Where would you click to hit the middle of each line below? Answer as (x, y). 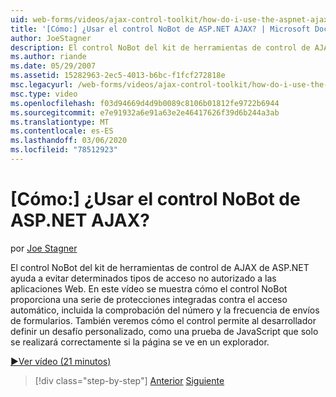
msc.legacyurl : (42, 85)
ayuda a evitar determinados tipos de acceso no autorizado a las (143, 278)
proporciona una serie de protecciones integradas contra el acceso (149, 299)
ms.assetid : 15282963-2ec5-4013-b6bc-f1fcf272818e (118, 76)
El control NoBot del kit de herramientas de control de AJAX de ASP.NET (160, 267)
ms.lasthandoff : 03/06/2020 (69, 141)
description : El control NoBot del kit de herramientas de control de (160, 47)
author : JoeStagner (51, 38)
